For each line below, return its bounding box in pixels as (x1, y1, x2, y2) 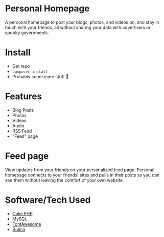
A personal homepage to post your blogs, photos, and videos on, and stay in (5, 19, 159, 25)
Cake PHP (12, 210, 33, 216)
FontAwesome (12, 221, 42, 227)
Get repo (12, 63, 30, 69)
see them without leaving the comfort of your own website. (5, 177, 124, 183)
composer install (12, 69, 48, 74)
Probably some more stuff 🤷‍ (12, 73, 69, 79)
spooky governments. (5, 30, 49, 35)
